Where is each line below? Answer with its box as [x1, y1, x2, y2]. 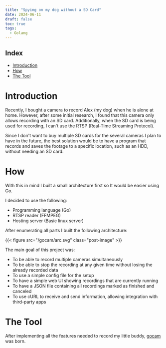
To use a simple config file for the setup [12, 272, 94, 278]
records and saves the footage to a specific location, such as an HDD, [5, 143, 149, 149]
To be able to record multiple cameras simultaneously [12, 256, 123, 262]
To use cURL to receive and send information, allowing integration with [12, 293, 158, 300]
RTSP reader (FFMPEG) [12, 212, 61, 218]
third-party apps [12, 299, 46, 305]
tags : [5, 26, 16, 31]
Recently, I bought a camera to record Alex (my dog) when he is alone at [5, 107, 154, 113]
